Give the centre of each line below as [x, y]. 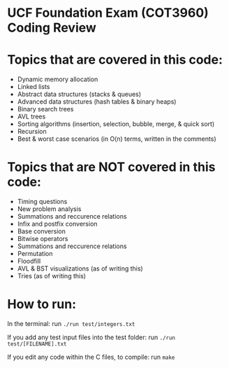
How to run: [42, 305]
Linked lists [34, 87]
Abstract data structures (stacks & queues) [79, 94]
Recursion [32, 132]
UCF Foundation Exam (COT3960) [108, 13]
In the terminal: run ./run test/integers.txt [71, 323]
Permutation [35, 254]
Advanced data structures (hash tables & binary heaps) [97, 102]
